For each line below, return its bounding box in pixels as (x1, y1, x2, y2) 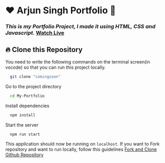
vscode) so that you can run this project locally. (5, 64, 106, 70)
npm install (10, 112, 36, 117)
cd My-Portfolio (10, 93, 45, 98)
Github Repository (5, 152, 44, 158)
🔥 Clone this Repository (5, 45, 83, 54)
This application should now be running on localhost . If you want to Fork (5, 141, 160, 147)
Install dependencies (5, 103, 50, 109)
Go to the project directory (5, 83, 62, 89)
